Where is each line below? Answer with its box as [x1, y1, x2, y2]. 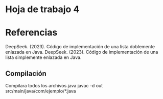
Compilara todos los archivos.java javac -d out [5, 82, 103, 88]
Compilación [5, 69, 47, 78]
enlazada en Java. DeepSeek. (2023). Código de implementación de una [5, 49, 158, 55]
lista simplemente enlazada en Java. [5, 54, 82, 60]
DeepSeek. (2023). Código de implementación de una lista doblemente [5, 44, 155, 50]
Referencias [5, 27, 58, 39]
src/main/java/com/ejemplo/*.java [5, 88, 76, 94]
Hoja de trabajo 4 [5, 4, 80, 15]
